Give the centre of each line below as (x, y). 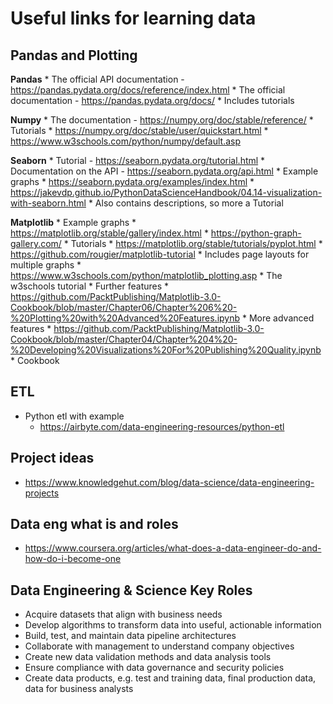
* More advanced (278, 318)
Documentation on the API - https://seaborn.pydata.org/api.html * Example (164, 171)
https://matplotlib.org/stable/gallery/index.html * (109, 233)
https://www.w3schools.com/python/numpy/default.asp (126, 141)
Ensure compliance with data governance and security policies (154, 668)
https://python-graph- (256, 233)
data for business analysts (79, 689)
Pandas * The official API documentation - (97, 79)
